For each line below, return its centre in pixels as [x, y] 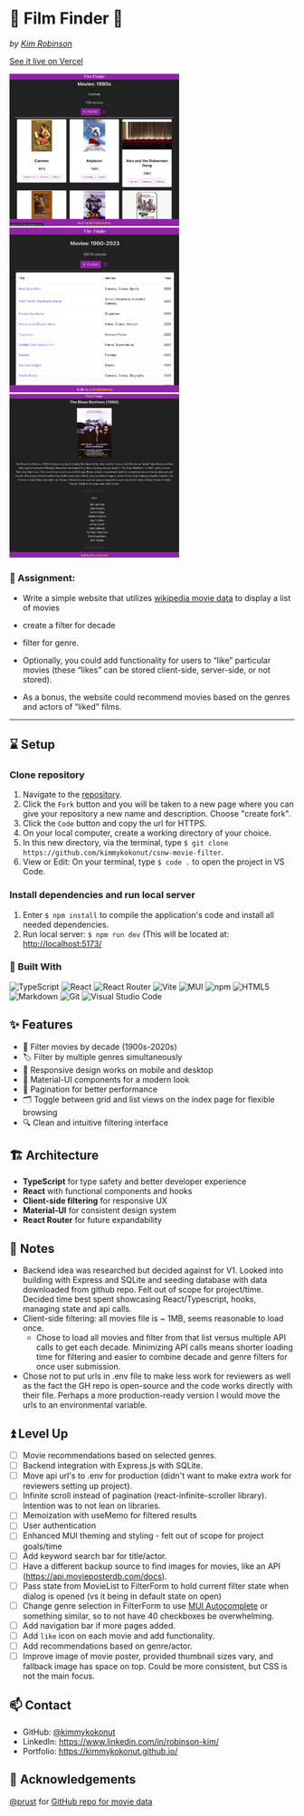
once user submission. [78, 1367]
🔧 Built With [36, 967]
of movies [41, 607]
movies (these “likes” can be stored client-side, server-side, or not [147, 670]
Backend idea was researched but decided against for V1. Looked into [153, 1270]
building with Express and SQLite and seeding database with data [145, 1280]
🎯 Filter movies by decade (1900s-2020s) [100, 1047]
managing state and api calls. [77, 1309]
